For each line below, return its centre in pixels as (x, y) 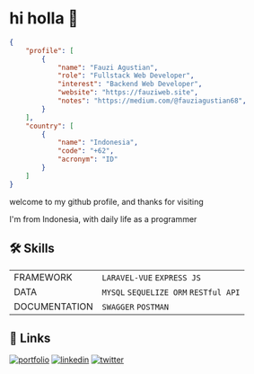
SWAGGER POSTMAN (135, 307)
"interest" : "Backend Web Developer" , (130, 85)
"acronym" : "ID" (88, 160)
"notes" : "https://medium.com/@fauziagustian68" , (152, 101)
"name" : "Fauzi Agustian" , (108, 67)
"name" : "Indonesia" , (98, 143)
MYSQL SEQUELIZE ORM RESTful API (171, 292)
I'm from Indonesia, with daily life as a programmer (103, 218)
